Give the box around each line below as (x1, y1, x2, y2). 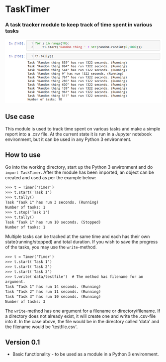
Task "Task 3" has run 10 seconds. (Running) (5, 294, 101, 299)
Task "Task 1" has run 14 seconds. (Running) (5, 284, 101, 289)
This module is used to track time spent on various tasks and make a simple (5, 125, 161, 131)
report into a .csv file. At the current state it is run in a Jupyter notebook (5, 131, 152, 137)
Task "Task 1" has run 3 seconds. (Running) (5, 200, 99, 205)
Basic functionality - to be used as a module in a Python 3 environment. (12, 351, 159, 357)
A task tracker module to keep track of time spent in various (5, 21, 153, 28)
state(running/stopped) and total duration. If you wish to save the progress (5, 239, 158, 244)
